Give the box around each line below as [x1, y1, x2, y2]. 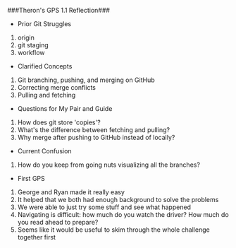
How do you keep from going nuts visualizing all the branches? [17, 160, 201, 169]
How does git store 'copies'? [17, 118, 101, 126]
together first [17, 233, 56, 241]
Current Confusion [17, 147, 72, 155]
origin [17, 33, 35, 42]
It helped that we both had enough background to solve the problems [17, 196, 219, 203]
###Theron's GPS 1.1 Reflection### [7, 6, 111, 14]
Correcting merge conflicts [17, 83, 97, 91]
